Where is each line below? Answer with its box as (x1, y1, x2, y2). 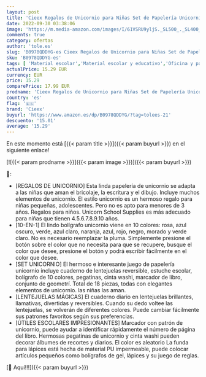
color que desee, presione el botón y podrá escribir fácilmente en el (15, 247, 187, 255)
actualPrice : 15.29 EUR (6, 66, 67, 72)
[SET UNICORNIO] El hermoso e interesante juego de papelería (15, 260, 175, 268)
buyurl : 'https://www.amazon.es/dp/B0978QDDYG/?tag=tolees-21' (6, 112, 172, 118)
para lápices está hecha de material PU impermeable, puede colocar (15, 345, 189, 353)
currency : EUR (6, 72, 43, 78)
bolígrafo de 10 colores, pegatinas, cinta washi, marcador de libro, (15, 274, 183, 281)
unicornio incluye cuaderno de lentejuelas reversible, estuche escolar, (15, 267, 193, 274)
